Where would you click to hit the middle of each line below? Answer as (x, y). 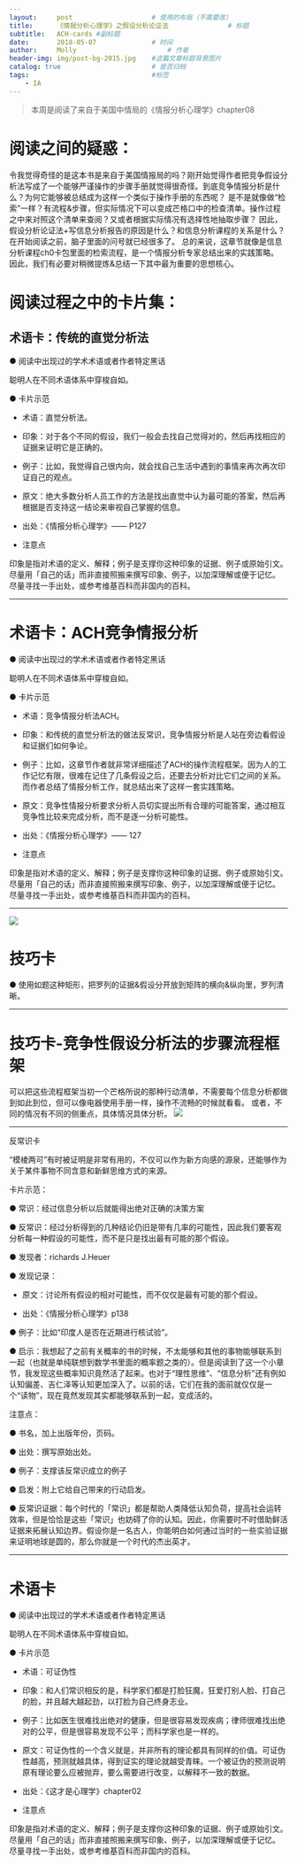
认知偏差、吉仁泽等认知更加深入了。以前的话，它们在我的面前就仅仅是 (137, 1384)
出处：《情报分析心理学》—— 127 (81, 835)
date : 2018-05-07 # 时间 (91, 42)
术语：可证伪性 (49, 1672)
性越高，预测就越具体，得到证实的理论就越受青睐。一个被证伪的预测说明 (153, 1761)
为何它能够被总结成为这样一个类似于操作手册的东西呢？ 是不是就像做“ (151, 197)
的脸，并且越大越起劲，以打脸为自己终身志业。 (107, 1702)
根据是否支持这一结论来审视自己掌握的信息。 (103, 507)
